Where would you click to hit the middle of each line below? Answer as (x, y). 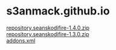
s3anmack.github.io (58, 11)
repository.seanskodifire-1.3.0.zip (48, 34)
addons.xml (21, 40)
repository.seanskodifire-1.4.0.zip (48, 28)
